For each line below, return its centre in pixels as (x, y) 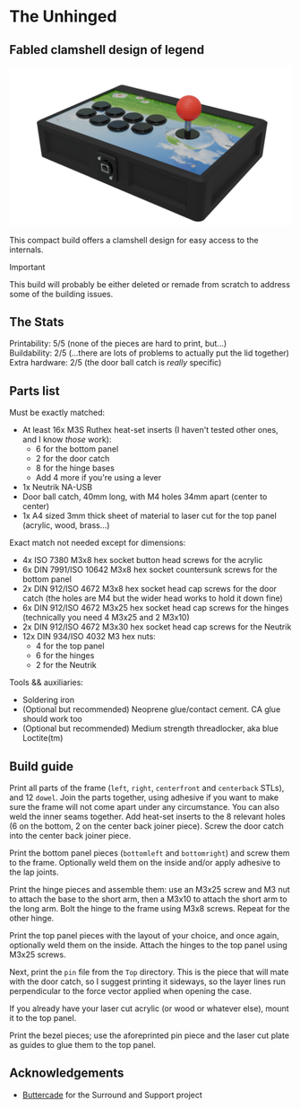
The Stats (37, 322)
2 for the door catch (73, 459)
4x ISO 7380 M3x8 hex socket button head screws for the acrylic (142, 560)
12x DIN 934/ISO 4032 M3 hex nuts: (89, 637)
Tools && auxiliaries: (46, 682)
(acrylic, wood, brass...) (66, 525)
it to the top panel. (43, 1017)
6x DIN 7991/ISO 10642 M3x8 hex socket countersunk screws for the (150, 570)
